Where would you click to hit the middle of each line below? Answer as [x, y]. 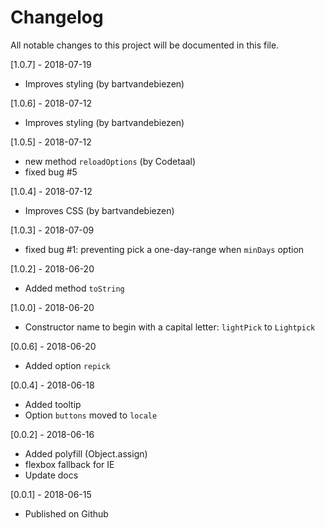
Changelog [57, 17]
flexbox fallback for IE [69, 464]
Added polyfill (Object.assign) [86, 453]
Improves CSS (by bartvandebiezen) [99, 210]
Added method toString [74, 288]
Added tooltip [53, 404]
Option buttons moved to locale [91, 415]
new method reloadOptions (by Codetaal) [110, 161]
